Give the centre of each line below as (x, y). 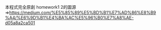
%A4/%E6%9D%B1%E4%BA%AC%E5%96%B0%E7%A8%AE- (69, 18)
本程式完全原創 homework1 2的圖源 (41, 7)
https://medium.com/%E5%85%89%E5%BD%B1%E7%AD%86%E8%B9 (82, 13)
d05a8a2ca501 (20, 23)
